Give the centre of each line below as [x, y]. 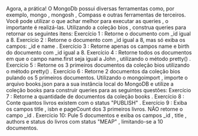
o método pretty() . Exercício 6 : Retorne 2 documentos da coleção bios [93, 71]
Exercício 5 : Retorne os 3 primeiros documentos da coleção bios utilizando [98, 65]
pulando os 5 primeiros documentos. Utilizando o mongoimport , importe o [97, 77]
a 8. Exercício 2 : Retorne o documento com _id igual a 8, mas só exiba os [96, 40]
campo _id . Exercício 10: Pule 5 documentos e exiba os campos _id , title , [97, 115]
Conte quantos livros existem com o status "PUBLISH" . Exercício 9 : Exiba [97, 103]
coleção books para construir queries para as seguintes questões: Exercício [99, 90]
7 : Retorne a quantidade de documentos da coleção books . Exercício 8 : [95, 96]
